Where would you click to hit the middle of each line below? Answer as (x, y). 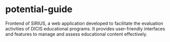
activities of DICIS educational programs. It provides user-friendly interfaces (85, 28)
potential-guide (39, 9)
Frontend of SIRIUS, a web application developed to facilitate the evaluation (84, 23)
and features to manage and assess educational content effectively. (76, 34)
